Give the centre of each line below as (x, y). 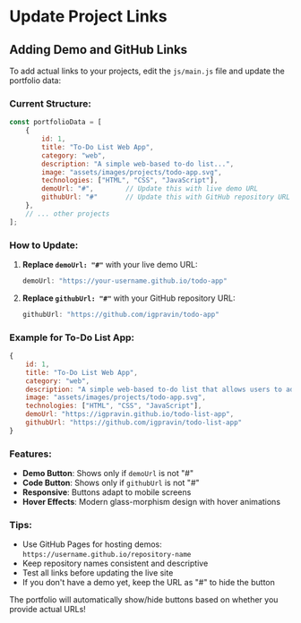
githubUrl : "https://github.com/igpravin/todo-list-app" (134, 422)
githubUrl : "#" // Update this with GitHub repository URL (166, 197)
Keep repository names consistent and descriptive (115, 563)
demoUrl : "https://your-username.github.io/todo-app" (125, 281)
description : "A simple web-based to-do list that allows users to (154, 389)
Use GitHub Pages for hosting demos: (92, 544)
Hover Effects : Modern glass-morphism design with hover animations (151, 502)
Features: (30, 454)
